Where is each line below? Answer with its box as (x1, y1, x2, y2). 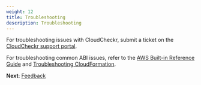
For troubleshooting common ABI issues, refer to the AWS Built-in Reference (6, 54, 195, 62)
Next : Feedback (6, 72, 46, 80)
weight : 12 (6, 8, 34, 15)
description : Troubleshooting (6, 20, 82, 26)
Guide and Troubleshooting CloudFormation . (6, 60, 116, 68)
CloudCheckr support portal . (6, 42, 77, 50)
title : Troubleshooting (6, 14, 66, 20)
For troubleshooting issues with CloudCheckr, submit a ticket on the (6, 37, 174, 44)
